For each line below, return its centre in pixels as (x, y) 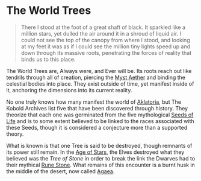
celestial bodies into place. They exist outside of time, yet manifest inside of (100, 84)
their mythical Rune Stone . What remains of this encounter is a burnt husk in (101, 165)
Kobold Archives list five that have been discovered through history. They (97, 108)
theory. (15, 134)
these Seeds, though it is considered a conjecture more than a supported (97, 127)
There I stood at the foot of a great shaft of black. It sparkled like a (103, 27)
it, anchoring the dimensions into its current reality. (69, 90)
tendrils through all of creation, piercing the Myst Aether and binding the (96, 77)
